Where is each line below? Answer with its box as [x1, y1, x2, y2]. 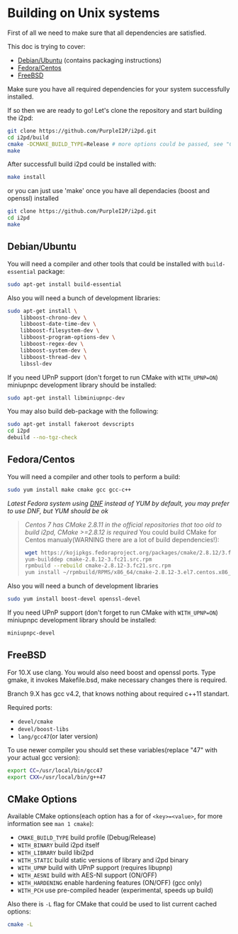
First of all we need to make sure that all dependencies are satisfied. [7, 28, 207, 37]
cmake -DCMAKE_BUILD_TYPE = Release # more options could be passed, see [7, 141, 223, 148]
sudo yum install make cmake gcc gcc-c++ [7, 486, 132, 493]
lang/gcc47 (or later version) [17, 732, 98, 740]
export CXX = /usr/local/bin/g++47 [7, 774, 106, 781]
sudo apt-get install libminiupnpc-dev [7, 394, 125, 402]
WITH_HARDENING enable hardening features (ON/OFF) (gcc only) [17, 879, 203, 887]
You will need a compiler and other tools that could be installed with [7, 259, 205, 268]
